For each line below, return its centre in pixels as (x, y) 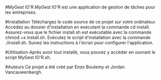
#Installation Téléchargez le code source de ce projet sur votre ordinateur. (81, 22)
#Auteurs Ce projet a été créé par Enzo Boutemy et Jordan (65, 67)
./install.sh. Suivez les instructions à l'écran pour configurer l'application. (79, 43)
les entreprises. (21, 12)
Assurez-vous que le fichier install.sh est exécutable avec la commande (79, 32)
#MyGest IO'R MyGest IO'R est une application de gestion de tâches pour (80, 7)
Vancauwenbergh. (24, 72)
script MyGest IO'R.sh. (28, 57)
